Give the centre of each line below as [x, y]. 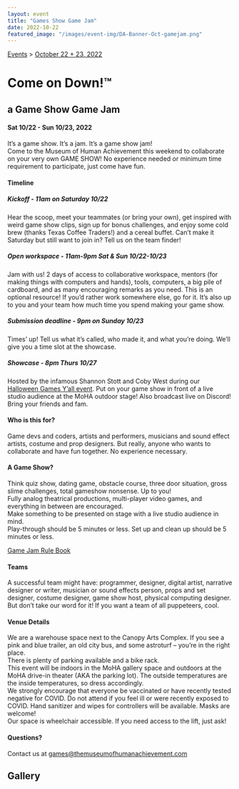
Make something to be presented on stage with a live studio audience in [113, 513]
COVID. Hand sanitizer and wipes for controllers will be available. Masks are [119, 706]
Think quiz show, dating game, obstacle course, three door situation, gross [117, 483]
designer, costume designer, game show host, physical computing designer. [119, 598]
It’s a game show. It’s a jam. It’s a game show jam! [80, 144]
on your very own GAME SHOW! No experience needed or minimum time [115, 159]
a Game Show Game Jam [64, 109]
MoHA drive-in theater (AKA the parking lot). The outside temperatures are [117, 675]
